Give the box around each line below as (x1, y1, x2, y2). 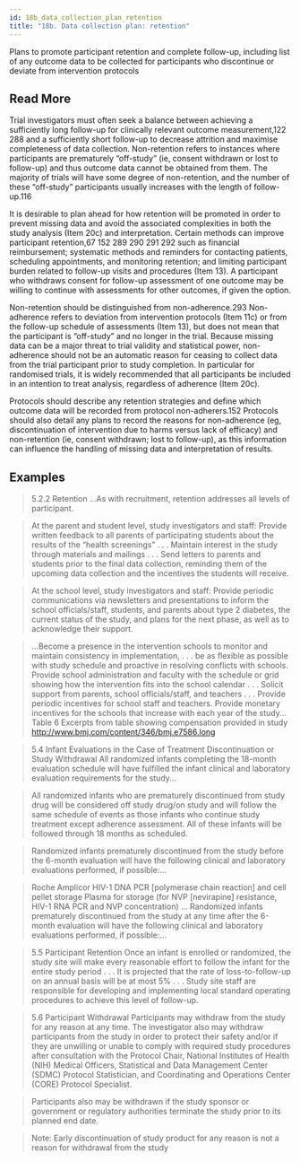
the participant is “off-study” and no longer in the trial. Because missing (9, 331, 274, 342)
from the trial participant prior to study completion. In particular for (9, 360, 255, 371)
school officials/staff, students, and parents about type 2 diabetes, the (30, 605, 291, 616)
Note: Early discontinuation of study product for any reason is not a (30, 1132, 279, 1144)
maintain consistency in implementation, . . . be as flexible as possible (30, 651, 288, 661)
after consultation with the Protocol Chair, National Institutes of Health (30, 1051, 289, 1062)
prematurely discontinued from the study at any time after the (30, 911, 259, 922)
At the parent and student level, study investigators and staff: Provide (30, 520, 287, 531)
